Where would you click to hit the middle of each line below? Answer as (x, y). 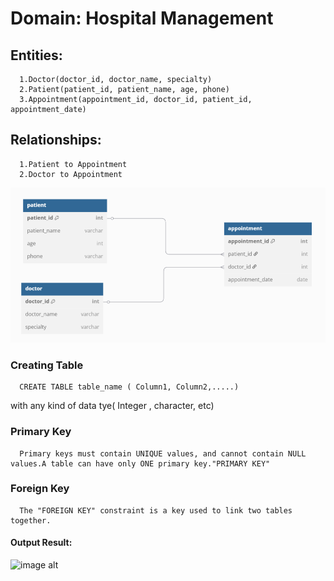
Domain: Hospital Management (142, 18)
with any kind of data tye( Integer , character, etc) (112, 406)
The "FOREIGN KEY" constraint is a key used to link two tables (156, 510)
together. (31, 520)
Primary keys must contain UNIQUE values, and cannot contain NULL (163, 453)
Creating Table (47, 365)
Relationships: (56, 140)
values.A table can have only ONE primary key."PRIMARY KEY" (140, 463)
